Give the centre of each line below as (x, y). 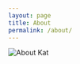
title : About (30, 23)
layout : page (30, 15)
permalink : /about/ (40, 30)
